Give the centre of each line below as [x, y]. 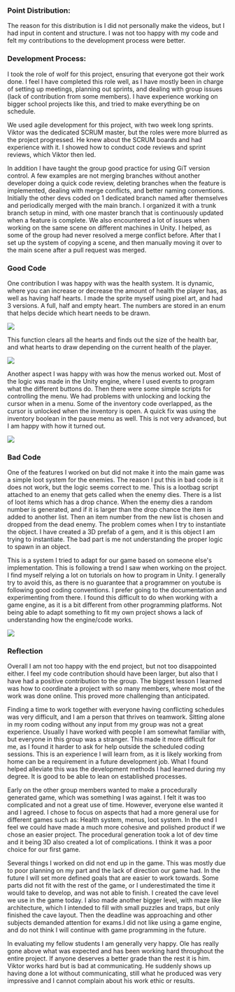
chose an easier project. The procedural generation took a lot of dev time [113, 834]
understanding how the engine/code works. [70, 620]
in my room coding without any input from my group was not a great [105, 725]
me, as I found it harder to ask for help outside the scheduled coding [106, 747]
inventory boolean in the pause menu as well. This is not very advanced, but [117, 418]
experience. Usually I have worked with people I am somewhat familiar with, [116, 732]
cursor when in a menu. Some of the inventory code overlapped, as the [110, 403]
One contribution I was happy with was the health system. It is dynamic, [111, 283]
